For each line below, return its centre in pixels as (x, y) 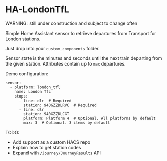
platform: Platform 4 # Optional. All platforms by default (90, 118)
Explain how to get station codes (47, 147)
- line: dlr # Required (45, 101)
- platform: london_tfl (35, 87)
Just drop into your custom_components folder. (52, 48)
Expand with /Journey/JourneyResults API (57, 153)
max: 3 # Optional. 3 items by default (67, 123)
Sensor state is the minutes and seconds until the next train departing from (84, 58)
